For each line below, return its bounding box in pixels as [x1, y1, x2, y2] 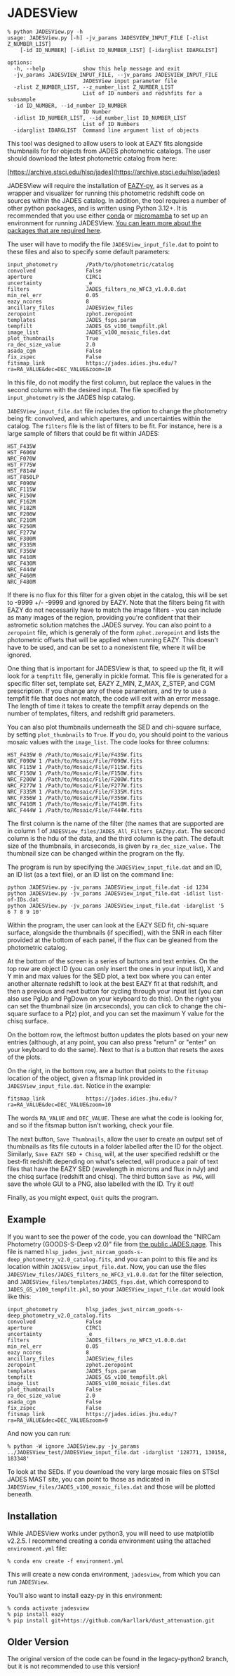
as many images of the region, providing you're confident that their [7, 613, 201, 621]
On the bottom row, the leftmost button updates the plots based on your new [7, 1030, 229, 1039]
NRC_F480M [7, 578, 36, 585]
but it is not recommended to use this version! [7, 1662, 140, 1670]
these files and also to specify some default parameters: [7, 247, 170, 256]
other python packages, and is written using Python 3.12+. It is [7, 204, 187, 212]
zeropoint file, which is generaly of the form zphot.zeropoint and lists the [7, 628, 220, 637]
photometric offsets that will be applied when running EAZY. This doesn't [7, 635, 219, 644]
